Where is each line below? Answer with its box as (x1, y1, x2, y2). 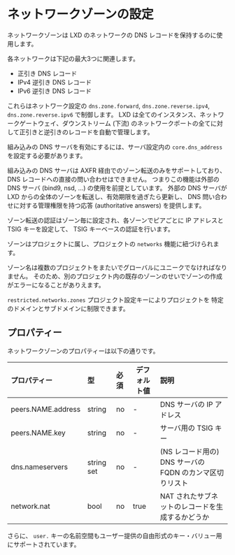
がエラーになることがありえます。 (7, 280, 105, 289)
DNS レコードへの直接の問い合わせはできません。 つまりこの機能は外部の (7, 175, 220, 183)
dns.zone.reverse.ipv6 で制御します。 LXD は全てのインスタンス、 (7, 110, 200, 119)
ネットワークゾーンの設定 (7, 6, 154, 22)
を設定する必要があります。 (7, 151, 87, 159)
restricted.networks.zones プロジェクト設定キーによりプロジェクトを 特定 (7, 295, 224, 304)
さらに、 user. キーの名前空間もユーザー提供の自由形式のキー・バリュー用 (7, 531, 222, 540)
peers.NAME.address (10, 404, 81, 414)
